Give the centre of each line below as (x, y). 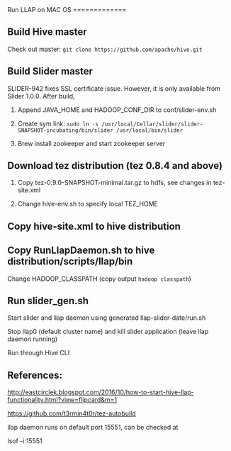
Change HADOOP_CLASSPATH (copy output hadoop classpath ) (99, 279)
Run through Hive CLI (39, 353)
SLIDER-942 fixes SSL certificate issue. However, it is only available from (114, 88)
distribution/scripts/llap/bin (70, 261)
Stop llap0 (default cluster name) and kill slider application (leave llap (108, 332)
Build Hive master (47, 32)
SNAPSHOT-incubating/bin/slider (65, 130)
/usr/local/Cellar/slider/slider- (152, 124)
